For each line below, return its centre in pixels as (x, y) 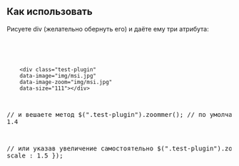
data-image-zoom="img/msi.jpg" (66, 82)
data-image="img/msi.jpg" (58, 76)
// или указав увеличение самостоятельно (80, 148)
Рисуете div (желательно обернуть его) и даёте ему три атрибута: (108, 28)
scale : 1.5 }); (35, 155)
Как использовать (50, 12)
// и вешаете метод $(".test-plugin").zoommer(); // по (106, 114)
